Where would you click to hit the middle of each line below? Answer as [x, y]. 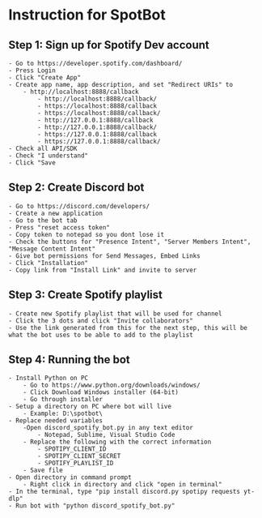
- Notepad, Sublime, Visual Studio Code [106, 435]
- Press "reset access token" [59, 227]
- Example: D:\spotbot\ [63, 414]
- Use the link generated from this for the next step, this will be [128, 327]
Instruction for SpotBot [87, 15]
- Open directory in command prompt [70, 477]
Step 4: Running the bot [70, 360]
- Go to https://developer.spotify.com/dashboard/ [95, 63]
